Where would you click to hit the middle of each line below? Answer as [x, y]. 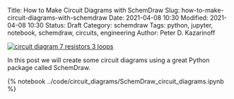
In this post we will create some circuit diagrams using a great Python [109, 60]
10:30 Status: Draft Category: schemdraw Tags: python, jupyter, [120, 25]
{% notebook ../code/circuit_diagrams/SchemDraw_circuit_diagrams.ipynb [116, 81]
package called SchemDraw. [49, 68]
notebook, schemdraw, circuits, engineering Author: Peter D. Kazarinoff [111, 33]
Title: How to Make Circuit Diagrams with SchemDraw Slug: [94, 10]
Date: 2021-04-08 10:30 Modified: [158, 18]
